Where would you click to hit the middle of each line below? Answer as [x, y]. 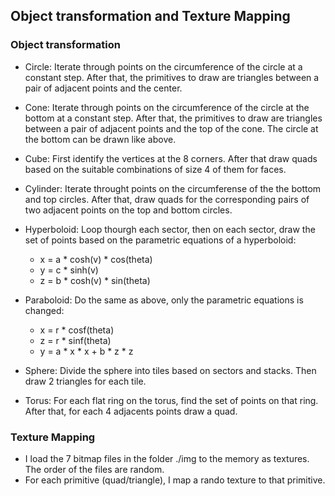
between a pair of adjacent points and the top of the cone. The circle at [171, 128]
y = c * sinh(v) [69, 270]
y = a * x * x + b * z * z [86, 351]
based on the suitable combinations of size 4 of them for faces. [155, 169]
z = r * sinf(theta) [75, 340]
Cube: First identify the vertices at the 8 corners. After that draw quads [171, 158]
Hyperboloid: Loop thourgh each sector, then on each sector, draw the [170, 229]
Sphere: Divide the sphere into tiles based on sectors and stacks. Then [170, 370]
